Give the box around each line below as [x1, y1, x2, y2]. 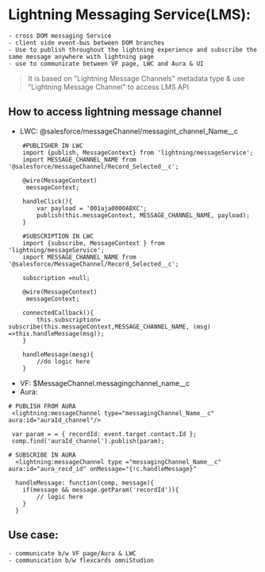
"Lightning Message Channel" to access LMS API [27, 82, 189, 91]
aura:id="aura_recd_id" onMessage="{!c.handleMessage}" [8, 465, 197, 473]
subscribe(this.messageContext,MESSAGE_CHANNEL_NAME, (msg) [8, 322, 212, 331]
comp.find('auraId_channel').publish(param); [11, 437, 165, 445]
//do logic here [36, 357, 90, 365]
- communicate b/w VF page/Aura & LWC [8, 549, 136, 558]
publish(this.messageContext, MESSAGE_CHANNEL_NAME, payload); [36, 211, 250, 220]
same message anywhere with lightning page [8, 53, 155, 60]
